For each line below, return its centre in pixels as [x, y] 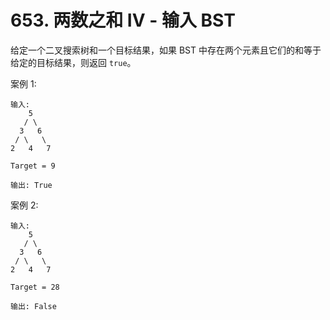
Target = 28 [35, 287]
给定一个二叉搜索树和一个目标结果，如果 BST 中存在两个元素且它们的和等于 [166, 50]
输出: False [33, 306]
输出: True [31, 185]
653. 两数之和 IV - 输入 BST [123, 20]
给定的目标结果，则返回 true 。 [73, 62]
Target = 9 [33, 166]
